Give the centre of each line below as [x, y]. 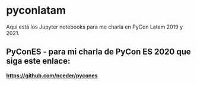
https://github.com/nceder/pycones [52, 75]
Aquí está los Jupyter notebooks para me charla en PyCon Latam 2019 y [94, 27]
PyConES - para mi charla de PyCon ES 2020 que [99, 52]
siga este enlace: [38, 61]
